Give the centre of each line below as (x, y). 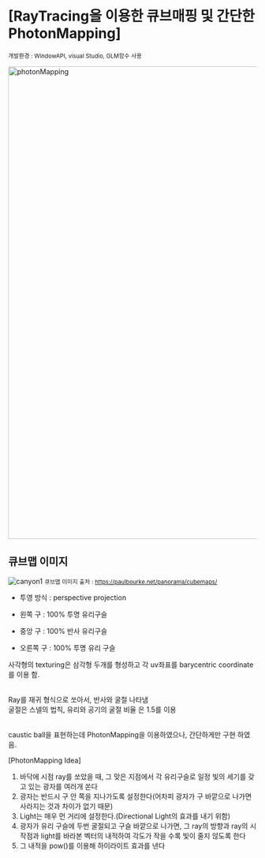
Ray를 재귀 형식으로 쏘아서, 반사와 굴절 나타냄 (78, 699)
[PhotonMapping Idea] (45, 760)
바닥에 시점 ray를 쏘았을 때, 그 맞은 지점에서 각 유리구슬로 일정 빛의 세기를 (133, 776)
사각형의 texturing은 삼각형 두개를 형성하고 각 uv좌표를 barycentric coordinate (131, 665)
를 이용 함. (24, 674)
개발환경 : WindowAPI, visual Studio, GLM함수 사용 (75, 56)
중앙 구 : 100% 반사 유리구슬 (63, 631)
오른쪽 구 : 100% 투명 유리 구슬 (67, 647)
